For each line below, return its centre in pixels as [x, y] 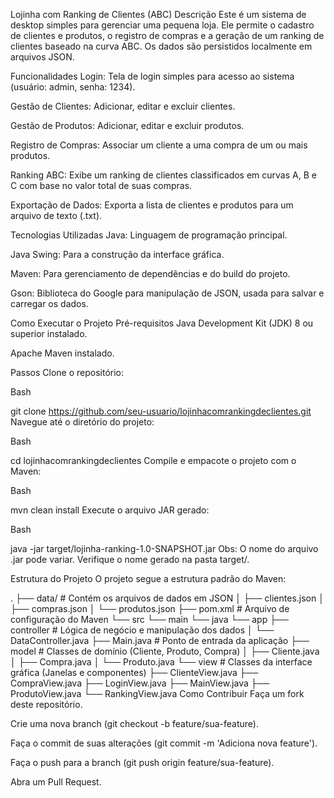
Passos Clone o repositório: [67, 372]
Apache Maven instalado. [62, 353]
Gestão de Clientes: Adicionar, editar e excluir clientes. [123, 106]
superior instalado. [49, 333]
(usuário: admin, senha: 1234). [73, 87]
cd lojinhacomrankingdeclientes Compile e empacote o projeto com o [153, 460]
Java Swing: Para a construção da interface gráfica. [117, 254]
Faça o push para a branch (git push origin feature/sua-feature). [142, 762]
